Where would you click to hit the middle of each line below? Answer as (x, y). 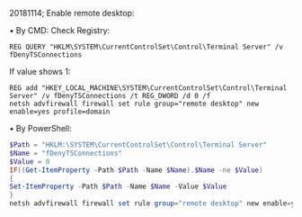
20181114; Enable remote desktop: (72, 13)
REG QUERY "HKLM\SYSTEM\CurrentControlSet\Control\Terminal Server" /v (146, 47)
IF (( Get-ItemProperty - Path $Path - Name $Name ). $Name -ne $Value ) (136, 170)
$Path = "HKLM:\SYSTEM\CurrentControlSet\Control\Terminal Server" (138, 145)
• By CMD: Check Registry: (60, 30)
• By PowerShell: (40, 128)
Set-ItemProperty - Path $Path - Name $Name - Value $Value (118, 187)
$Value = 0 (30, 161)
